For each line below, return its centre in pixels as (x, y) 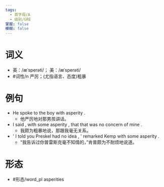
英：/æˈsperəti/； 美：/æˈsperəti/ (47, 70)
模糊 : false (17, 29)
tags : (11, 10)
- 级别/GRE (20, 19)
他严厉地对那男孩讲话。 (44, 119)
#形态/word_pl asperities (38, 179)
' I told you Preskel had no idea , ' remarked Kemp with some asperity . (86, 136)
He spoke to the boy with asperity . (49, 113)
